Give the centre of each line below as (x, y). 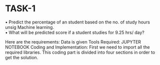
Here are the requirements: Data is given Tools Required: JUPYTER (73, 42)
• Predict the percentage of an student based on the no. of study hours (78, 22)
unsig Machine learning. (30, 27)
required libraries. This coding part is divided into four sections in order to (80, 52)
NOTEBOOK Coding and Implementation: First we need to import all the (78, 47)
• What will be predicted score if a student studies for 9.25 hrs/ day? (75, 32)
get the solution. (22, 57)
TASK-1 (20, 9)
